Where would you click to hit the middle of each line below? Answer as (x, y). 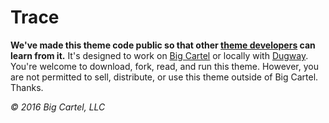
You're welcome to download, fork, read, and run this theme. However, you (164, 66)
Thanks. (27, 87)
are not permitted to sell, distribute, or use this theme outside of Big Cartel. (164, 77)
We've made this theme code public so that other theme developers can (163, 45)
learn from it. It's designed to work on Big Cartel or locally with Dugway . (159, 55)
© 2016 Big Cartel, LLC (58, 107)
